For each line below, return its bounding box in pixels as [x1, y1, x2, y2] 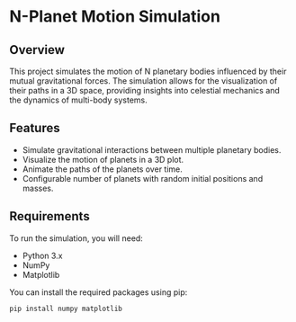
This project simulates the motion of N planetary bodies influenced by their [9, 66, 287, 76]
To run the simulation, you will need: [9, 232, 144, 244]
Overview [9, 42, 66, 58]
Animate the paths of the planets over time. [22, 164, 183, 174]
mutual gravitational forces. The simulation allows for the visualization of [9, 76, 278, 86]
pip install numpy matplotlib [9, 304, 123, 313]
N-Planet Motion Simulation [9, 6, 220, 27]
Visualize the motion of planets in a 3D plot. [22, 154, 184, 165]
